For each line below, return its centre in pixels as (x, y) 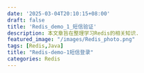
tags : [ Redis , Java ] (35, 46)
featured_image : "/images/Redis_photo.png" (71, 40)
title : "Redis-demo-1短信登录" (50, 53)
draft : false (26, 20)
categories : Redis (34, 59)
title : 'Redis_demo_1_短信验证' (52, 26)
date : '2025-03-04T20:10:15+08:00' (59, 14)
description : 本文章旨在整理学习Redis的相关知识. (73, 33)
